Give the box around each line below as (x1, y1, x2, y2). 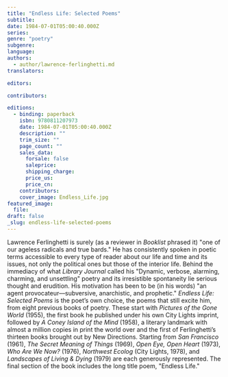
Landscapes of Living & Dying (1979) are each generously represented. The (7, 354, 221, 363)
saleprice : (25, 162, 57, 169)
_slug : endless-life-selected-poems (7, 219, 112, 226)
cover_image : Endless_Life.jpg (19, 193, 109, 201)
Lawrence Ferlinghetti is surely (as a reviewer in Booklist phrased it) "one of (7, 238, 221, 246)
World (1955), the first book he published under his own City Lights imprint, (7, 311, 219, 319)
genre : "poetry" (7, 36, 53, 42)
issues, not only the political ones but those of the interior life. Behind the (7, 260, 214, 268)
